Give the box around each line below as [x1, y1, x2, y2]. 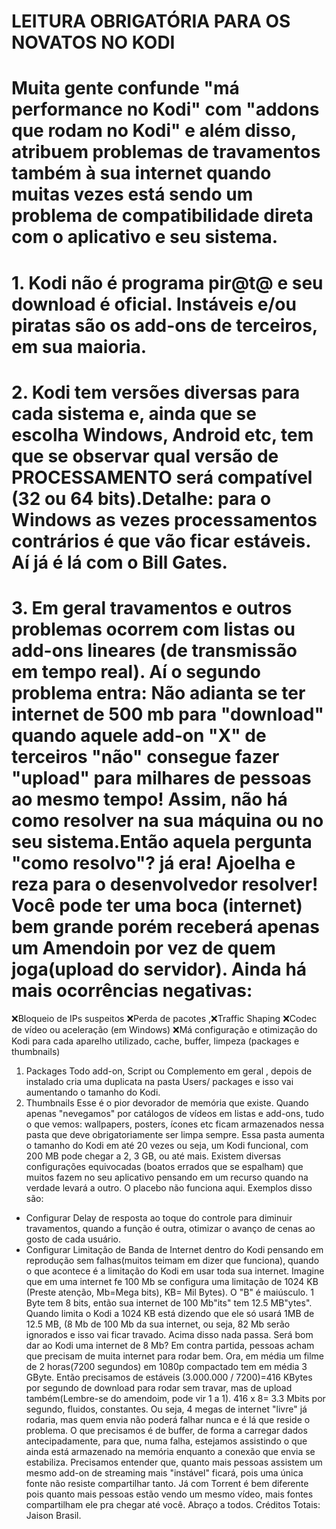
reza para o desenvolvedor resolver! [11, 873, 319, 895]
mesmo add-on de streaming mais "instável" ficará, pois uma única [25, 1466, 304, 1479]
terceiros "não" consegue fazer [11, 745, 280, 768]
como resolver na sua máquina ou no [11, 809, 324, 832]
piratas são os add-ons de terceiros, [11, 314, 318, 337]
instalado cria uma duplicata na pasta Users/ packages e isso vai [25, 1075, 294, 1087]
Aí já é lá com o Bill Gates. [11, 551, 228, 574]
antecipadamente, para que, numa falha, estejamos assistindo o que [25, 1435, 308, 1447]
